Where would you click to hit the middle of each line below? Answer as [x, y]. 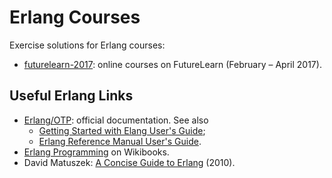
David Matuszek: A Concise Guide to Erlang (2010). [129, 162]
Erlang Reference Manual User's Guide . [120, 141]
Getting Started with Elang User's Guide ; [122, 130]
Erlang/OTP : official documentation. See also [116, 120]
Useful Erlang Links [71, 96]
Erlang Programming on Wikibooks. [96, 152]
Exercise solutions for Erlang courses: [87, 45]
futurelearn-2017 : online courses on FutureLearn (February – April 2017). [172, 64]
